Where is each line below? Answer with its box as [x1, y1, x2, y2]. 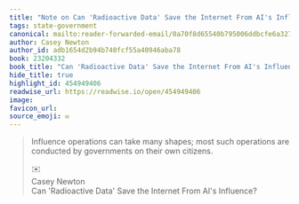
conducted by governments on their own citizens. [30, 145, 214, 156]
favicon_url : [9, 104, 58, 113]
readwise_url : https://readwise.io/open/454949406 [9, 87, 201, 96]
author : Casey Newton [9, 37, 90, 47]
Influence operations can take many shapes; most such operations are [30, 137, 290, 147]
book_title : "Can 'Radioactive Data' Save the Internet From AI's [9, 63, 261, 72]
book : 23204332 [9, 54, 66, 63]
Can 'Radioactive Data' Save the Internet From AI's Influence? [30, 185, 258, 196]
